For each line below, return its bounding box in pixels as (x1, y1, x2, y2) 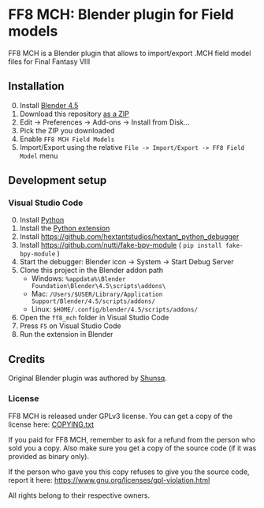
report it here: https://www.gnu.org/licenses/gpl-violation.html (8, 475, 210, 484)
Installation (8, 80, 65, 93)
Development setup (8, 174, 107, 187)
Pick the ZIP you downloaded (19, 125, 115, 135)
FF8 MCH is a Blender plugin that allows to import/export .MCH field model (8, 48, 251, 58)
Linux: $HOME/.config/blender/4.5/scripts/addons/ (31, 304, 199, 314)
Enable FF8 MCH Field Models (19, 134, 115, 144)
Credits (8, 353, 46, 366)
